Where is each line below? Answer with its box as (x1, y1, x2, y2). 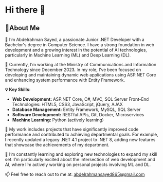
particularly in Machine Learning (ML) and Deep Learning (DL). (5, 52, 131, 58)
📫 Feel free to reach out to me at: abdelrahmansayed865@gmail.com (5, 171, 145, 177)
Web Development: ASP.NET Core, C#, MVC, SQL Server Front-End (12, 96, 149, 102)
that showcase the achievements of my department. (5, 142, 109, 147)
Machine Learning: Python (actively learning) (12, 117, 104, 123)
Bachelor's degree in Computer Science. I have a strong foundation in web (5, 42, 155, 48)
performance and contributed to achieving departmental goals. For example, (5, 131, 158, 137)
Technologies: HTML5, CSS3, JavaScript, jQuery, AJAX (12, 102, 123, 107)
